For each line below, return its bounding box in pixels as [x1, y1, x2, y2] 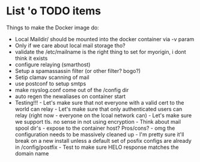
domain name [14, 149, 49, 157]
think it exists [14, 54, 48, 62]
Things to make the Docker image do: [6, 24, 99, 31]
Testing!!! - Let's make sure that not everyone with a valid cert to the [14, 99, 184, 106]
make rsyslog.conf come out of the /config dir [14, 86, 129, 93]
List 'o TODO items [6, 4, 101, 18]
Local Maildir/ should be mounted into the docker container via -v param [14, 35, 195, 42]
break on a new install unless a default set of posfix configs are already [14, 137, 192, 144]
